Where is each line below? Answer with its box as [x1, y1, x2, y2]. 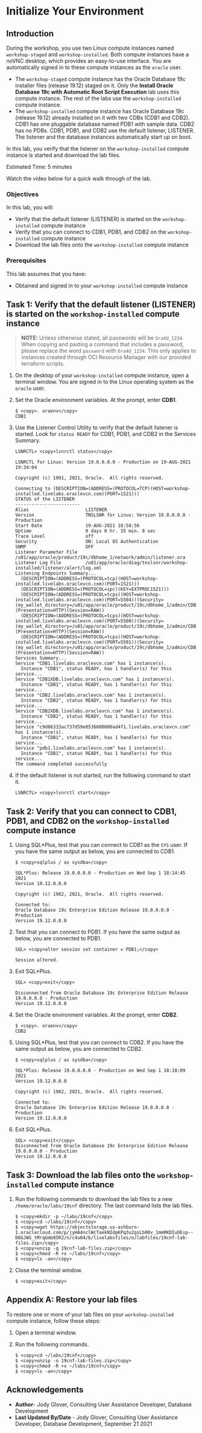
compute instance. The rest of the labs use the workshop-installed [14, 95, 181, 102]
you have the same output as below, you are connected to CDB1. [14, 848, 176, 855]
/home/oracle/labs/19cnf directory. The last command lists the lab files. [14, 1202, 194, 1209]
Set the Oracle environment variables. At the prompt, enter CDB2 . [14, 1011, 178, 1018]
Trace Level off [14, 533, 94, 539]
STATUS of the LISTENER [14, 496, 75, 502]
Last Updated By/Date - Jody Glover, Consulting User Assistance [14, 1414, 178, 1421]
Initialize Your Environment [6, 4, 144, 18]
